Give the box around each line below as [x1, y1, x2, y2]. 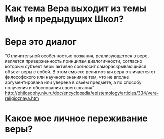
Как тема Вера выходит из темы [5, 3, 147, 14]
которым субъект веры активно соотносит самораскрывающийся [5, 63, 147, 70]
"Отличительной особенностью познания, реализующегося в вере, [5, 53, 149, 59]
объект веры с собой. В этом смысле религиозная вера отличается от [5, 69, 156, 75]
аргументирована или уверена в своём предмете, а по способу [5, 79, 142, 85]
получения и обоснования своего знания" [5, 85, 95, 91]
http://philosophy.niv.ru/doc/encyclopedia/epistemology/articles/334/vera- [5, 90, 159, 96]
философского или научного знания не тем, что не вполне [5, 74, 129, 80]
